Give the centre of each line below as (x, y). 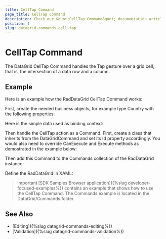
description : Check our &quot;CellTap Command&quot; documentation (76, 19)
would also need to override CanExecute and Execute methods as (72, 143)
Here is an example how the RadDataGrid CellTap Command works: (74, 99)
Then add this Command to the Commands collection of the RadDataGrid (80, 158)
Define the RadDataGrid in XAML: (39, 173)
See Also (19, 214)
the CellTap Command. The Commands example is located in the (83, 193)
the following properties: (30, 114)
